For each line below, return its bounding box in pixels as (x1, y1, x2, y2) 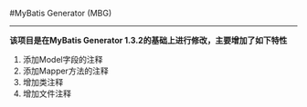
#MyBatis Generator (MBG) (9, 8, 112, 18)
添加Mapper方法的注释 (22, 65, 109, 76)
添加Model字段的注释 (22, 54, 103, 64)
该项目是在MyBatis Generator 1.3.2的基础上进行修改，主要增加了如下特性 (9, 35, 288, 45)
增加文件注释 (22, 88, 71, 99)
